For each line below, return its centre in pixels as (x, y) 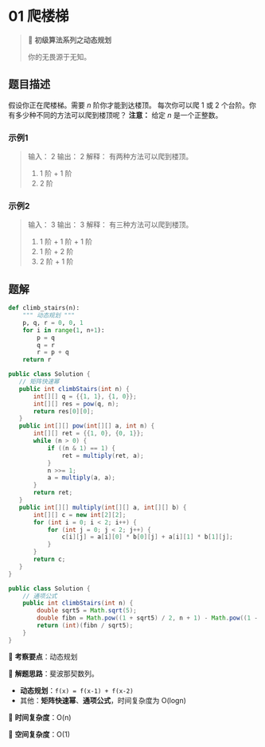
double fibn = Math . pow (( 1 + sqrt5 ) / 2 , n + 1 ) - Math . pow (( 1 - (148, 618)
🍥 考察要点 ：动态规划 (43, 656)
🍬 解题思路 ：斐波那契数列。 (54, 673)
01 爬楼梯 (39, 16)
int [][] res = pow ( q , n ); (76, 404)
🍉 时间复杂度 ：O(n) (40, 717)
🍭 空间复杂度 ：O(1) (39, 734)
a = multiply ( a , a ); (81, 478)
